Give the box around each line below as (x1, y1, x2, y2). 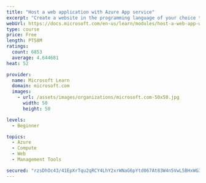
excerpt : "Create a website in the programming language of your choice (6, 15, 196, 21)
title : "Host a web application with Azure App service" (6, 9, 155, 15)
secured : (6, 167, 29, 174)
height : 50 (22, 106, 51, 112)
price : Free (6, 32, 37, 38)
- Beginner (12, 122, 40, 129)
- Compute (12, 145, 37, 151)
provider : (6, 71, 32, 77)
